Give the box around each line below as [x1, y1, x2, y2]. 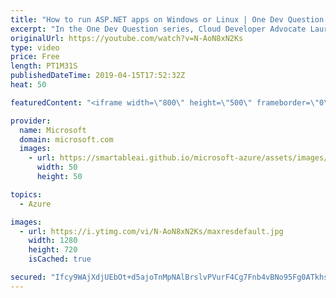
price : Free [10, 52, 60, 62]
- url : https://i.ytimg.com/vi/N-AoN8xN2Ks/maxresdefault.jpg [19, 226, 284, 236]
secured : [10, 272, 47, 282]
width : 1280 [28, 236, 78, 246]
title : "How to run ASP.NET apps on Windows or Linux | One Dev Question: [10, 14, 329, 25]
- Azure [19, 199, 52, 209]
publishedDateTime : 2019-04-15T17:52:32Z [10, 71, 186, 81]
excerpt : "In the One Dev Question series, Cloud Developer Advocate [10, 24, 307, 34]
